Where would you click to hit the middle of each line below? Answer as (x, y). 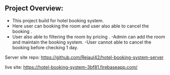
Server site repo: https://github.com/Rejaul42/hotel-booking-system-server (84, 57)
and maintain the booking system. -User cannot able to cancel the (82, 42)
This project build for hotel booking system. (58, 20)
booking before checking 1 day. (45, 47)
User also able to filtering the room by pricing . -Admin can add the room (89, 36)
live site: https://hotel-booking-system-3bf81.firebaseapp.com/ (71, 67)
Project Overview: (34, 8)
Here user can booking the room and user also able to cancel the (80, 26)
